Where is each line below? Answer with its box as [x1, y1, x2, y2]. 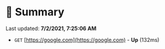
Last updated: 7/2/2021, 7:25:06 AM [5, 25, 97, 32]
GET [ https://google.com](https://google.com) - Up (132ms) [14, 36, 160, 43]
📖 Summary [5, 5, 65, 19]
